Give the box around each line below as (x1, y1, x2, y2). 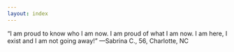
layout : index (7, 10, 49, 17)
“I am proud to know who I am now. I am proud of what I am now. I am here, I (7, 29, 228, 37)
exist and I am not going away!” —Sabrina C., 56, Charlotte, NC (7, 36, 189, 45)
